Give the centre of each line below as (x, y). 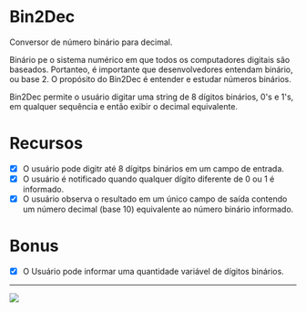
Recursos (46, 144)
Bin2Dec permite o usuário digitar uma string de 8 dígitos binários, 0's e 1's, (152, 97)
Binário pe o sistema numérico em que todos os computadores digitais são (150, 59)
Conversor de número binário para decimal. (91, 42)
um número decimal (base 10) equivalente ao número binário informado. (158, 209)
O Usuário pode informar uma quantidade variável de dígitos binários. (153, 271)
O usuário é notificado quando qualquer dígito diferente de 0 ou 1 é (148, 179)
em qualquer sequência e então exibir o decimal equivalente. (124, 106)
